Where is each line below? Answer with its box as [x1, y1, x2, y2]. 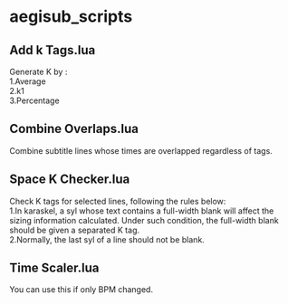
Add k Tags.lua [9, 43, 96, 58]
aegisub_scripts [9, 6, 133, 27]
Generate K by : [9, 66, 68, 77]
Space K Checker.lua [9, 172, 130, 187]
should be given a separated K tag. [9, 224, 140, 235]
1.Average [9, 76, 47, 87]
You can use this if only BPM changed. [9, 284, 154, 295]
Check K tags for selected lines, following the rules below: [9, 195, 226, 206]
